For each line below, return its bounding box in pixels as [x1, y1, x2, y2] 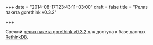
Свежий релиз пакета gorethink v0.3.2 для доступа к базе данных [5, 29, 146, 34]
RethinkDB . [5, 34, 29, 40]
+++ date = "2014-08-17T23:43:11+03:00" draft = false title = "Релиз [5, 4, 148, 10]
